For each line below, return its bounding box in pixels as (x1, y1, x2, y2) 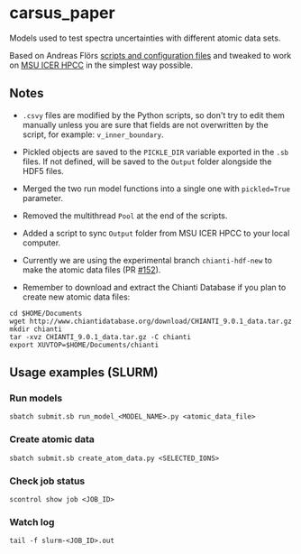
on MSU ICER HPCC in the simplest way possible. (9, 60, 194, 70)
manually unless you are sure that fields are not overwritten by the (22, 119, 269, 130)
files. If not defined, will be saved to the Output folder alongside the (22, 156, 272, 167)
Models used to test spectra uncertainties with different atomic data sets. (9, 32, 281, 43)
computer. (22, 237, 61, 248)
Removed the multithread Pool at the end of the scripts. (22, 210, 228, 221)
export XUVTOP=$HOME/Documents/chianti (9, 340, 160, 349)
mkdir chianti (9, 324, 63, 334)
